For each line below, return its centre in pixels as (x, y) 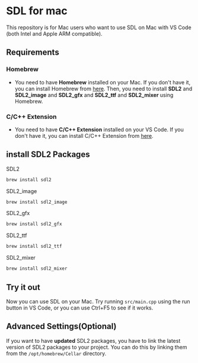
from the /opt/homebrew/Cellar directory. (56, 353)
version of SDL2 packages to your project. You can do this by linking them (97, 347)
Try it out (23, 287)
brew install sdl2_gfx (34, 224)
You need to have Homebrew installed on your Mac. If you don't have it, (103, 82)
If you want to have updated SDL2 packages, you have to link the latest (93, 340)
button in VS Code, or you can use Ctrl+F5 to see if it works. (80, 308)
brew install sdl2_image (37, 202)
